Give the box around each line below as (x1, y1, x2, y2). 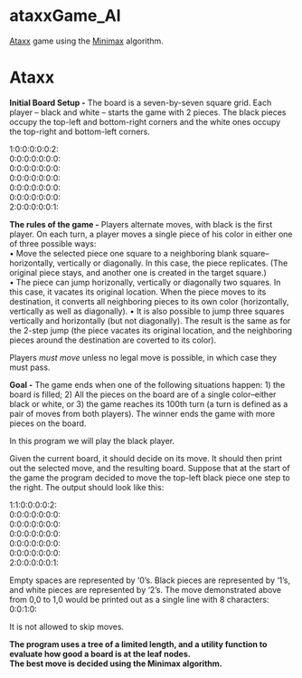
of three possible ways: (9, 237, 97, 249)
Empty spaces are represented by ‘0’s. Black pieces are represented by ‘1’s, (9, 575, 291, 586)
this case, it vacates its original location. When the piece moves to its (9, 286, 267, 297)
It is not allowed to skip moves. (9, 621, 125, 632)
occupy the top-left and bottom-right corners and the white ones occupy (9, 116, 281, 127)
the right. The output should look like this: (9, 481, 165, 492)
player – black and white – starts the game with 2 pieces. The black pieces (9, 106, 287, 118)
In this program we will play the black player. (9, 435, 175, 446)
